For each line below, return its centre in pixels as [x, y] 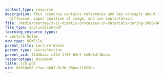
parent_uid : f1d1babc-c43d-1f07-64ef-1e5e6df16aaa [58, 55]
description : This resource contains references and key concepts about [81, 14]
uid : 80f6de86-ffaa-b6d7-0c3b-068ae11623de [50, 68]
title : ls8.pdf [20, 63]
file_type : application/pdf [34, 28]
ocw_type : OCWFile [24, 41]
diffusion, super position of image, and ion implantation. [72, 18]
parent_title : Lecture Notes [35, 46]
